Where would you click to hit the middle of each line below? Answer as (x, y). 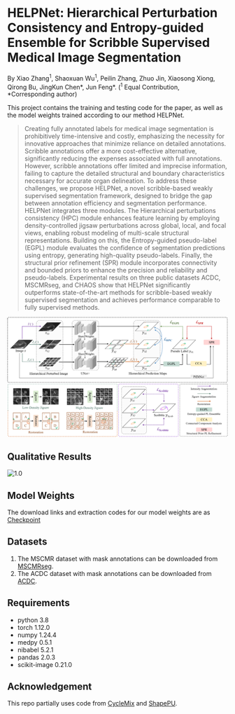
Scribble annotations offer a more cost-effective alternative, (111, 151)
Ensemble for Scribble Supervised (109, 43)
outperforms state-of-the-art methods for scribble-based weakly (118, 293)
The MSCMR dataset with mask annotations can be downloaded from (117, 558)
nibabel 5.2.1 (35, 650)
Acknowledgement (50, 687)
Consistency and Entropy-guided (106, 28)
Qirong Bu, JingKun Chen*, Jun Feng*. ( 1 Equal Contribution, (93, 86)
